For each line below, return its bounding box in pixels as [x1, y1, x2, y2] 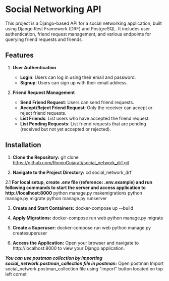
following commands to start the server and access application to [5, 184, 146, 191]
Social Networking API [5, 4, 101, 15]
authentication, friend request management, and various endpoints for [5, 31, 151, 37]
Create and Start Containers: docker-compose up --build [12, 205, 134, 211]
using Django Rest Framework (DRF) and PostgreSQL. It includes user [5, 25, 150, 31]
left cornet [5, 271, 27, 277]
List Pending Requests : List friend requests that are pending [20, 120, 146, 127]
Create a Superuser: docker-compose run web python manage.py [12, 224, 151, 230]
